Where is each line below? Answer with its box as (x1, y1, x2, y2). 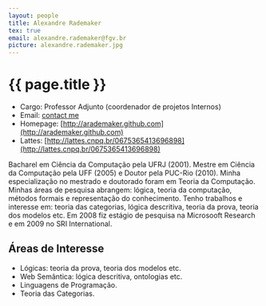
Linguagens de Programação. (19, 280, 117, 289)
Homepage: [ (19, 119, 64, 128)
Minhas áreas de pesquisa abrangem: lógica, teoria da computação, (8, 185, 232, 195)
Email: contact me (19, 111, 80, 120)
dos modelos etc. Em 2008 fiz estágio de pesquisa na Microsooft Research (8, 210, 256, 220)
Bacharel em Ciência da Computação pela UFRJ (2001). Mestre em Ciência (8, 160, 256, 170)
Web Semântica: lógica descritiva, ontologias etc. (19, 272, 183, 281)
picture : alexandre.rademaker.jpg (8, 41, 124, 49)
